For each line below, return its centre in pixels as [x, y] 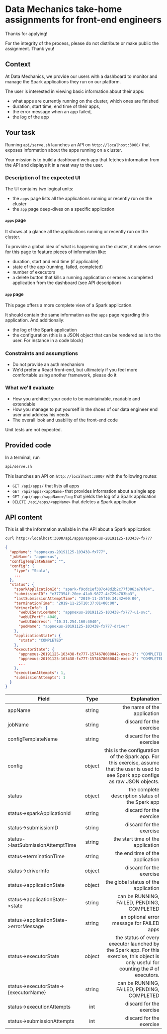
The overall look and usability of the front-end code [65, 420]
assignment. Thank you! [30, 48]
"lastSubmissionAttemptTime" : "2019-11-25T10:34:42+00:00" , [78, 598]
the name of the [141, 707]
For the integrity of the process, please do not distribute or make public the [82, 43]
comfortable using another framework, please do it [64, 375]
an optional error [140, 917]
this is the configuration [132, 750]
